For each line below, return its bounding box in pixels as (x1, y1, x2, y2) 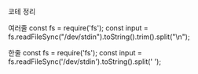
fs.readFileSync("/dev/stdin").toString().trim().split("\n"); (8, 32, 190, 41)
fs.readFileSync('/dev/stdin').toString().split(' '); (8, 57, 162, 66)
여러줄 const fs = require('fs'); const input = (8, 23, 149, 33)
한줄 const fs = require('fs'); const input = (8, 48, 143, 57)
